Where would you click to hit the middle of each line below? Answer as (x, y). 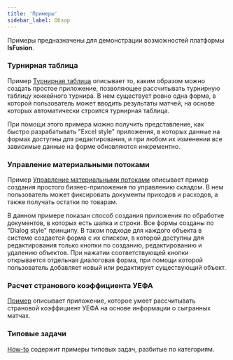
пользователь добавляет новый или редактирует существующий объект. (116, 268)
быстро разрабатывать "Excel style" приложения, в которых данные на (114, 131)
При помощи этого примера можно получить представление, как (106, 124)
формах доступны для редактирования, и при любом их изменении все (115, 139)
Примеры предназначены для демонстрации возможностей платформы (116, 40)
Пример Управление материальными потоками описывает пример (108, 180)
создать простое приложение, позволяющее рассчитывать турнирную (114, 88)
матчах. (19, 316)
